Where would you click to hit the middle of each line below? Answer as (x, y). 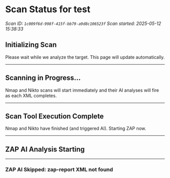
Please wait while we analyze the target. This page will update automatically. (85, 57)
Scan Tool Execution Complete (55, 116)
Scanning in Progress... (43, 78)
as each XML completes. (31, 96)
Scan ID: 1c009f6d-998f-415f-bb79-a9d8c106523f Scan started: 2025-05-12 (83, 23)
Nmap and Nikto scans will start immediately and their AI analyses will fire (82, 90)
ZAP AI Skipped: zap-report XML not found (59, 170)
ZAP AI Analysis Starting (45, 149)
